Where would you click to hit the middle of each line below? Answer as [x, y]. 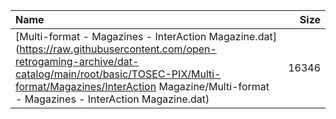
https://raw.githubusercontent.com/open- [118, 49]
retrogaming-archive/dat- [77, 61]
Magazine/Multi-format [214, 86]
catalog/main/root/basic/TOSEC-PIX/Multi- [118, 74]
